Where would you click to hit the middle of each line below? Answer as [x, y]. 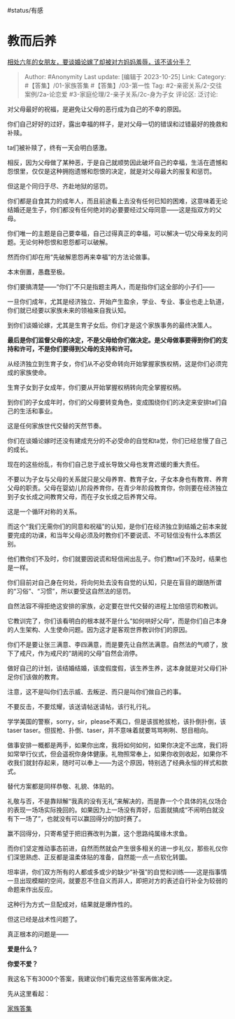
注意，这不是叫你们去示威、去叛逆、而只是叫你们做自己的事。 [96, 691]
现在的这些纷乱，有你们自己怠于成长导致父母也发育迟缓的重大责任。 [105, 464]
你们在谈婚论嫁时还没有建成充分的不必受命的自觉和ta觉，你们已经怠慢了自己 [117, 440]
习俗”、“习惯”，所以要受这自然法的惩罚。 [76, 591]
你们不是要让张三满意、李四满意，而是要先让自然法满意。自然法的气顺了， [114, 644]
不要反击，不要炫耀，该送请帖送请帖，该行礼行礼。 [81, 706]
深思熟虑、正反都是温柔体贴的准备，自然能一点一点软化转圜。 [102, 857]
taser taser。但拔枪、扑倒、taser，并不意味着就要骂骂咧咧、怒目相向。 [109, 730]
